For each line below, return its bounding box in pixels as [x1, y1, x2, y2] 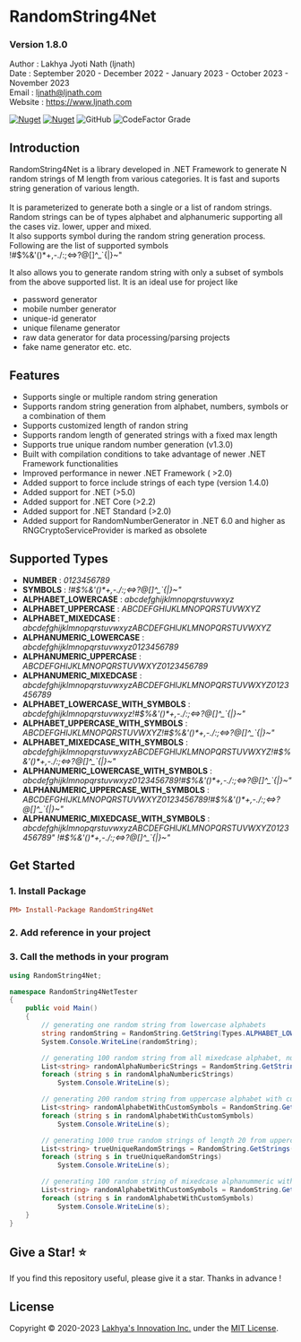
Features [9, 368, 60, 383]
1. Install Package [9, 885, 87, 898]
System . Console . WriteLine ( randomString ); [41, 1037, 199, 1046]
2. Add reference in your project [9, 927, 151, 939]
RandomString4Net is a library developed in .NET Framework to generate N [9, 164, 287, 175]
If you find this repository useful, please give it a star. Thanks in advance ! [9, 1273, 282, 1284]
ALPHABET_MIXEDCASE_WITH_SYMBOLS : [21, 736, 188, 747]
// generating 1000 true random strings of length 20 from [41, 1136, 267, 1145]
